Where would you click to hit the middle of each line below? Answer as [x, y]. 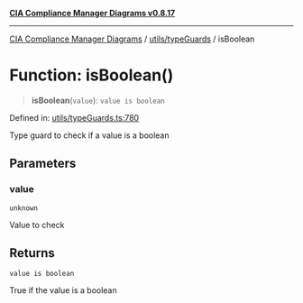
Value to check [37, 225]
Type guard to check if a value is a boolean [89, 135]
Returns [32, 253]
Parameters [43, 164]
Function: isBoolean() [92, 75]
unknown [24, 208]
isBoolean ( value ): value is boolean [98, 100]
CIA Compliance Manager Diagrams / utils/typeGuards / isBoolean [132, 39]
